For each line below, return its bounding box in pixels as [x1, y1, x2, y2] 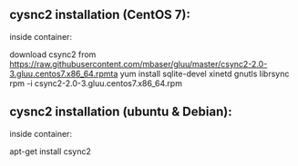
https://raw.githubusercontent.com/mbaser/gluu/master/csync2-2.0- [9, 58, 268, 69]
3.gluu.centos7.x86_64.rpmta [9, 68, 118, 79]
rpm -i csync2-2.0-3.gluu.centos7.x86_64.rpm [9, 77, 182, 89]
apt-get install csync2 [9, 145, 91, 157]
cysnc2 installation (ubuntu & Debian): [9, 104, 232, 120]
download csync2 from [9, 49, 97, 60]
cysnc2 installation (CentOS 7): [9, 7, 191, 23]
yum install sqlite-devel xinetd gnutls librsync [119, 68, 290, 79]
